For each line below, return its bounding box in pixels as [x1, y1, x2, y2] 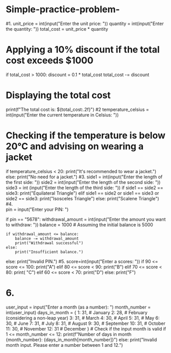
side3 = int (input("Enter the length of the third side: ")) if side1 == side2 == [6, 184, 163, 191]
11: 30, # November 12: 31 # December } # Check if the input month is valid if [6, 325, 166, 332]
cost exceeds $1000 [6, 55, 94, 66]
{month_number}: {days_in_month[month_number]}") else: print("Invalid [6, 336, 157, 343]
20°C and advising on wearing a [6, 140, 144, 152]
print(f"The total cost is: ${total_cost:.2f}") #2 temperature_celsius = [6, 106, 149, 112]
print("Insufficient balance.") [15, 249, 83, 254]
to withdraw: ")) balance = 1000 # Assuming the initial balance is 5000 [6, 221, 153, 228]
